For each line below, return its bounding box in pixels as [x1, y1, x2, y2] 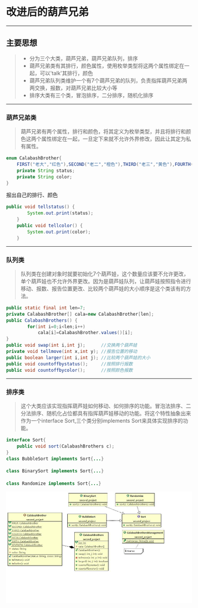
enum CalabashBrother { [6, 155, 62, 161]
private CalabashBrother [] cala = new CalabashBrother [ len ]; [6, 311, 154, 317]
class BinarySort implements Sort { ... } [6, 468, 104, 474]
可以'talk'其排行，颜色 [39, 69, 93, 77]
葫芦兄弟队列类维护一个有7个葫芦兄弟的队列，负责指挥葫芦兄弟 [29, 77, 183, 84]
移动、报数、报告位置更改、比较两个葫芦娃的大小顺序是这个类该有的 [20, 285, 186, 292]
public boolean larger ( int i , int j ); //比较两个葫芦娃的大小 [6, 355, 151, 361]
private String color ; [16, 174, 72, 180]
